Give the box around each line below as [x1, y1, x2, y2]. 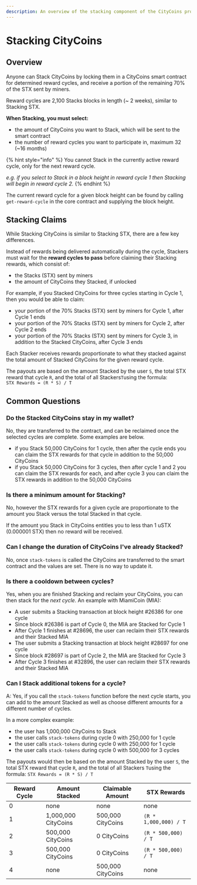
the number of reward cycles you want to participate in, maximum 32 [14, 138, 182, 145]
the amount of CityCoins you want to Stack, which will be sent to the [14, 126, 180, 133]
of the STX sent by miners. [6, 85, 71, 92]
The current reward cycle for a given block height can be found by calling [6, 191, 184, 198]
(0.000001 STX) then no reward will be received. [6, 528, 123, 535]
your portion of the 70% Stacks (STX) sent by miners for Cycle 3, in [14, 332, 178, 339]
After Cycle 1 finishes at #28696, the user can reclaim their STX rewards [14, 627, 189, 634]
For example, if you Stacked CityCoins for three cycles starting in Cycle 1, [6, 290, 184, 297]
